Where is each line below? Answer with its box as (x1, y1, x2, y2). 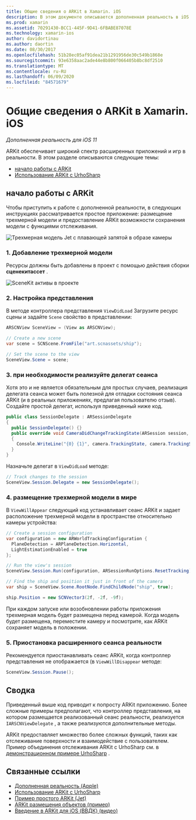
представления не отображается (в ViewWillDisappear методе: (6, 658, 162, 665)
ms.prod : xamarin (6, 19, 48, 25)
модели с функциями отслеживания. (6, 222, 98, 229)
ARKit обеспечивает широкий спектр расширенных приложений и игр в (6, 147, 185, 155)
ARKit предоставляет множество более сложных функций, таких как (6, 731, 178, 738)
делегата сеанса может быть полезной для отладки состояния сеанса (6, 390, 183, 397)
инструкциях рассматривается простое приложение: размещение (6, 210, 173, 217)
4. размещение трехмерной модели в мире (6, 493, 137, 501)
